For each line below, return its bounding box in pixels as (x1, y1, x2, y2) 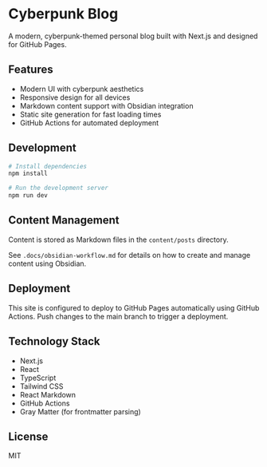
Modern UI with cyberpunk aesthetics (19, 84, 144, 93)
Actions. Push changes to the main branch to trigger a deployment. (8, 311, 229, 321)
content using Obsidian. (8, 259, 87, 268)
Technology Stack (8, 334, 100, 348)
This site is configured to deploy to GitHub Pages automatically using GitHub (8, 303, 260, 312)
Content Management (8, 213, 120, 228)
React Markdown (19, 390, 77, 399)
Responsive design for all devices (19, 93, 131, 102)
